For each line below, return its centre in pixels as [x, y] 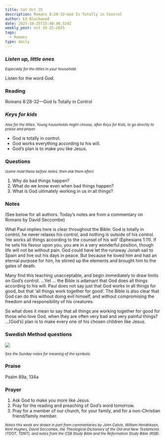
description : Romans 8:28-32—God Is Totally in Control [64, 14]
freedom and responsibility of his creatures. [49, 302]
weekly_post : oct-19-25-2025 [35, 28]
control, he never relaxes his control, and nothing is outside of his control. [80, 235]
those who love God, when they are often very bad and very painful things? [82, 316]
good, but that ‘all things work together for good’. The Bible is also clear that [82, 291]
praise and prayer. [21, 129]
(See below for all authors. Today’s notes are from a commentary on [74, 215]
